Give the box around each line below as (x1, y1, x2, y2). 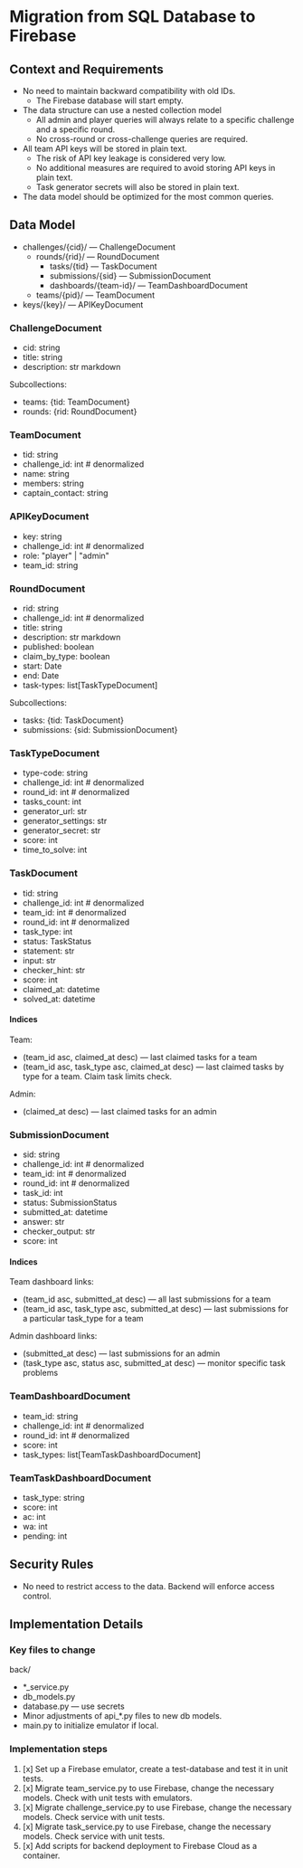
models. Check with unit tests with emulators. (22, 1792, 193, 1803)
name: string (22, 469, 70, 479)
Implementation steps (9, 1743, 109, 1756)
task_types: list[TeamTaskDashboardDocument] (22, 1449, 202, 1460)
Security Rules (9, 1557, 94, 1572)
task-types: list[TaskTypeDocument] (22, 680, 158, 690)
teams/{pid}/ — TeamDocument (35, 289, 156, 300)
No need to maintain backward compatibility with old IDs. (22, 86, 236, 96)
